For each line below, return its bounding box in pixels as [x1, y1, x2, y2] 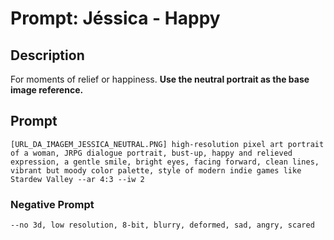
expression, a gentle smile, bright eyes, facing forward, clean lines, [10, 157, 320, 167]
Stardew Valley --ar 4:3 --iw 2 [10, 174, 145, 184]
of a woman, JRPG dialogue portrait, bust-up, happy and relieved [10, 148, 293, 158]
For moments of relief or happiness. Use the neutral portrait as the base [10, 73, 310, 85]
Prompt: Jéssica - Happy [10, 7, 221, 30]
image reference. [10, 84, 84, 96]
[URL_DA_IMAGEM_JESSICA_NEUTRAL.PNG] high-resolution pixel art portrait [10, 139, 325, 149]
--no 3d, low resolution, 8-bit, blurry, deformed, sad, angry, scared [10, 220, 315, 231]
